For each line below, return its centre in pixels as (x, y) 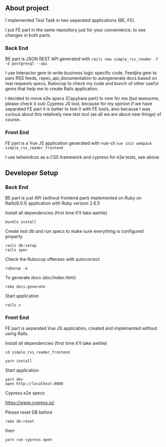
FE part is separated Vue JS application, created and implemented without (81, 329)
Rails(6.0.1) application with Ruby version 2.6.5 (53, 203)
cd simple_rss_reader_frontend (38, 352)
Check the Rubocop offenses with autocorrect (52, 259)
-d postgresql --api (27, 64)
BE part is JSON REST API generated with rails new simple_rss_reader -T (82, 59)
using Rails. (17, 334)
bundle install (21, 222)
